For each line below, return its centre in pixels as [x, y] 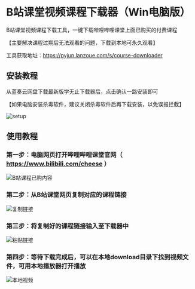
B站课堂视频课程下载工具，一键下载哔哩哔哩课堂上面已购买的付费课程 [92, 30]
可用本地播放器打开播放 [52, 266]
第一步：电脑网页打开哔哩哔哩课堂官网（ [64, 155]
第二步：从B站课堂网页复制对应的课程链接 [66, 195]
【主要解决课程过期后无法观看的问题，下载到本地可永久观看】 [82, 42]
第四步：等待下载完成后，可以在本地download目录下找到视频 [95, 257]
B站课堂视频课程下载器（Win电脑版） [98, 12]
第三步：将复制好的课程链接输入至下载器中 [68, 226]
